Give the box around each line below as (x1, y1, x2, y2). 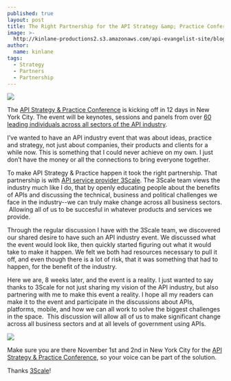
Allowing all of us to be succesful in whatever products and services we (8, 206, 212, 214)
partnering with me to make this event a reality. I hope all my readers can (7, 290, 214, 299)
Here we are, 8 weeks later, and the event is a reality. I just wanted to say (7, 276, 214, 284)
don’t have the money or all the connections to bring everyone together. (7, 155, 211, 164)
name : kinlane (13, 49, 54, 56)
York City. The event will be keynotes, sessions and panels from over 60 (7, 113, 212, 121)
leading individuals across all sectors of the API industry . (7, 120, 168, 129)
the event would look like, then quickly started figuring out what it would (7, 241, 212, 249)
